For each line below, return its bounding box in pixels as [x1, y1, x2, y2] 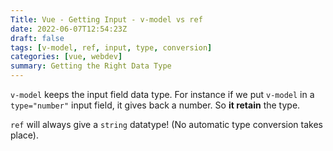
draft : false [10, 33, 65, 43]
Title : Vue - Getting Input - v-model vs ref [10, 14, 203, 25]
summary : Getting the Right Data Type [10, 61, 172, 71]
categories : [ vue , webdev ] [10, 52, 123, 62]
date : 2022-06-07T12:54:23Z [10, 24, 128, 34]
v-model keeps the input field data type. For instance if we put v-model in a [10, 89, 315, 100]
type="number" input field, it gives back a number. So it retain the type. [10, 99, 301, 111]
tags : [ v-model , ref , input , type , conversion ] [10, 42, 213, 53]
